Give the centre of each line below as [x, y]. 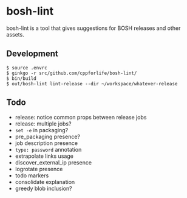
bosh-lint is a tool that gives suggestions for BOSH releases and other [93, 28]
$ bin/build [21, 78]
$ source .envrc [27, 68]
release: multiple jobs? [43, 124]
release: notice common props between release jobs [81, 117]
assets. [15, 34]
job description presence [46, 143]
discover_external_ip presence [53, 162]
